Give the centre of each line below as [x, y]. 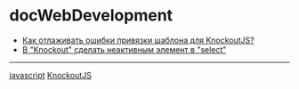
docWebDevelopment [91, 16]
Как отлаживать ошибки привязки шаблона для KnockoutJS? [138, 40]
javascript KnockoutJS [50, 75]
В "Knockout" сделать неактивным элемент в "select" [124, 49]
